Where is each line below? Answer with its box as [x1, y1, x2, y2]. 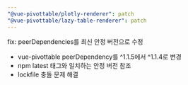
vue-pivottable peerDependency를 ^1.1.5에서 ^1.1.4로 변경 [17, 52, 182, 61]
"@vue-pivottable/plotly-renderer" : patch [7, 10, 134, 18]
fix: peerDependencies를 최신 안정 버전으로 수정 [7, 37, 143, 46]
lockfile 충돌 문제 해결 [17, 70, 79, 79]
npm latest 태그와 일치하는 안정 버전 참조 [17, 61, 131, 69]
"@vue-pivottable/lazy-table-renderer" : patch [7, 17, 147, 24]
